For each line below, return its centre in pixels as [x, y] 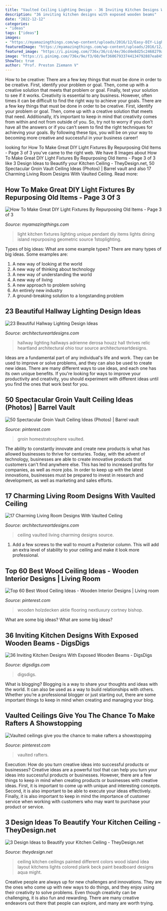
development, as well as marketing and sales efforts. [59, 480]
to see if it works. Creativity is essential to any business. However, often [79, 96]
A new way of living [33, 280]
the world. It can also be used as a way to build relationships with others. [80, 689]
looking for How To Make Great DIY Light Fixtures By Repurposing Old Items [83, 148]
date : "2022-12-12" [25, 19]
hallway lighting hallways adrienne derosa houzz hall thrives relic [84, 342]
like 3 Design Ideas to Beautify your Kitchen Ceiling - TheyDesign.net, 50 [80, 163]
